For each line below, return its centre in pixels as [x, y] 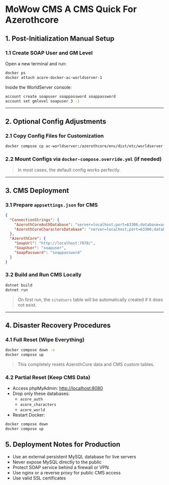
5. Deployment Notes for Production [63, 445]
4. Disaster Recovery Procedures [58, 325]
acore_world [32, 410]
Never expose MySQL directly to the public [57, 462]
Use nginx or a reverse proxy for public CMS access [66, 472]
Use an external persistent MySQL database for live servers [74, 456]
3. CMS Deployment [37, 190]
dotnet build [19, 285]
